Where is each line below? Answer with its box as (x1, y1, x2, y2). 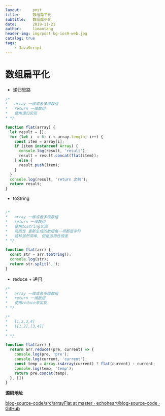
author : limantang (5, 26, 53, 32)
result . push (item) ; (18, 162, 60, 168)
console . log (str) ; (10, 257, 49, 262)
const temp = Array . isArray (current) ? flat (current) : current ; (14, 361, 156, 366)
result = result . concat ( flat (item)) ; (18, 153, 99, 158)
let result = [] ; (10, 129, 47, 135)
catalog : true (5, 36, 36, 41)
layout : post (5, 7, 42, 13)
